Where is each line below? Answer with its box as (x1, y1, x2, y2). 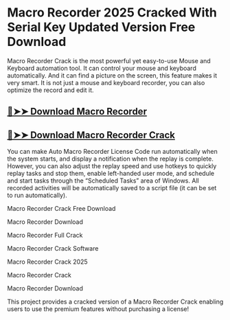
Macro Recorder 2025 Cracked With (7, 5, 218, 21)
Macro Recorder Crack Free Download (7, 205, 116, 213)
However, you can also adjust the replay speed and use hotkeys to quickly (7, 162, 217, 170)
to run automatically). (7, 191, 67, 200)
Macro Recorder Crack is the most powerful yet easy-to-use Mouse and (7, 56, 211, 65)
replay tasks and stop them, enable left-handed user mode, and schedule (7, 170, 215, 178)
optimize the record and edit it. (7, 86, 94, 94)
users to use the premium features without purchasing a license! (7, 305, 189, 313)
